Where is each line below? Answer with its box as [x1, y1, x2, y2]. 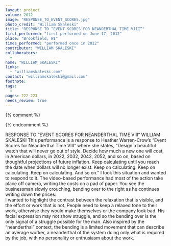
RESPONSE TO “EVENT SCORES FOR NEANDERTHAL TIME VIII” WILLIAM [5, 131, 161, 138]
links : [5, 64, 19, 70]
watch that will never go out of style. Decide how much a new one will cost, [5, 148, 164, 154]
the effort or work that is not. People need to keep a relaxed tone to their [5, 203, 157, 209]
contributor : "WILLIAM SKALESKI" [5, 46, 77, 51]
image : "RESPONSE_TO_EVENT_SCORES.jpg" [5, 17, 90, 22]
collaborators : [5, 50, 38, 55]
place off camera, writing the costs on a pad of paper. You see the [5, 181, 144, 187]
